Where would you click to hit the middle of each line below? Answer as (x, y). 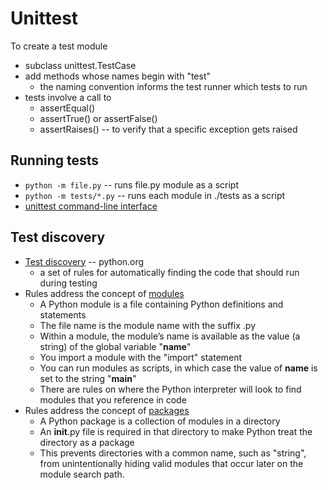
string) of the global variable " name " (115, 346)
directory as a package (87, 442)
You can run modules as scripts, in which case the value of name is (178, 368)
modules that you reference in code (113, 399)
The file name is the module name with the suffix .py (147, 325)
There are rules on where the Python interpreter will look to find (170, 389)
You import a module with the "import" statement (141, 357)
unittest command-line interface (91, 206)
